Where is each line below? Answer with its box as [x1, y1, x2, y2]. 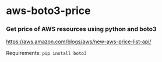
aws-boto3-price [6, 4, 91, 18]
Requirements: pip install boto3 [6, 50, 87, 57]
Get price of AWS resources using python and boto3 [6, 25, 157, 33]
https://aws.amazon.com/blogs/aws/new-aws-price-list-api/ [6, 38, 152, 45]
